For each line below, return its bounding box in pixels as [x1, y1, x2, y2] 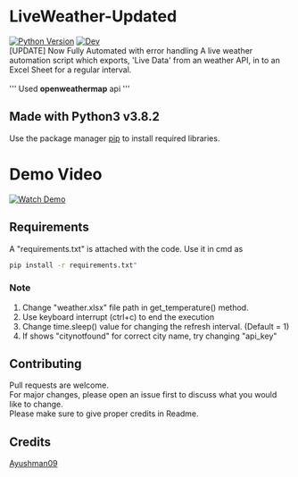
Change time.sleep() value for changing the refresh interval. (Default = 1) [21, 321, 290, 331]
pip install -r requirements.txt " [9, 261, 138, 270]
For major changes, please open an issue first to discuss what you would [9, 389, 277, 400]
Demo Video [9, 163, 103, 184]
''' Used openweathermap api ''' [9, 83, 130, 94]
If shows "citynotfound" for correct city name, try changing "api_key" [21, 331, 277, 341]
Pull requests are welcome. [9, 380, 109, 390]
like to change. [9, 399, 64, 410]
